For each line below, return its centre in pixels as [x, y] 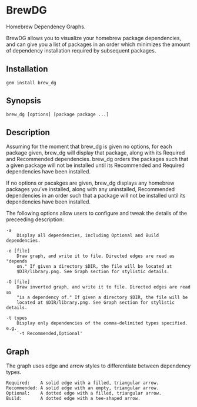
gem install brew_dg [31, 83]
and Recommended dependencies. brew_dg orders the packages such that [97, 159]
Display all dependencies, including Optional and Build [88, 236]
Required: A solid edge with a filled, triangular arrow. [83, 383]
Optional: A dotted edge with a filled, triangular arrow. [84, 393]
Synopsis [24, 101]
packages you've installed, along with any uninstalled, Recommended [91, 189]
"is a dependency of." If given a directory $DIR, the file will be [102, 298]
